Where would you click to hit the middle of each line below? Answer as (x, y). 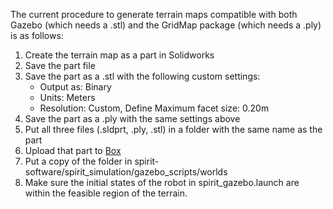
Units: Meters (67, 97)
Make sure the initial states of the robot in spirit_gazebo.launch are (162, 182)
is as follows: (37, 35)
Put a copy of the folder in (78, 161)
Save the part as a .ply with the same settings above (132, 118)
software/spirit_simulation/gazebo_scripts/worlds (126, 172)
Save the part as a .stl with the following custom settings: (142, 76)
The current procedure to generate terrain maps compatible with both (154, 14)
